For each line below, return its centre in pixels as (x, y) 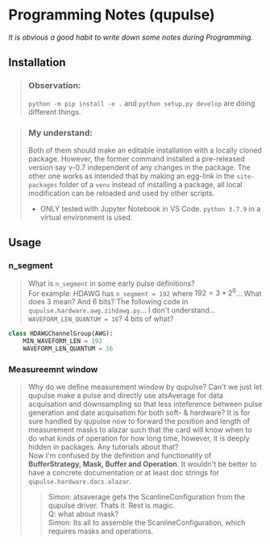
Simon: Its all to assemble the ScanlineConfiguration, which (147, 523)
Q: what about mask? (83, 514)
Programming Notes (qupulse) (112, 15)
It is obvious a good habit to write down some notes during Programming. (131, 37)
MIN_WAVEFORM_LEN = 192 (63, 341)
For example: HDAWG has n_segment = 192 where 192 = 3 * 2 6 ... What (145, 292)
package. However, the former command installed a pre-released (137, 158)
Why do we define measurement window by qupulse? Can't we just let (145, 387)
